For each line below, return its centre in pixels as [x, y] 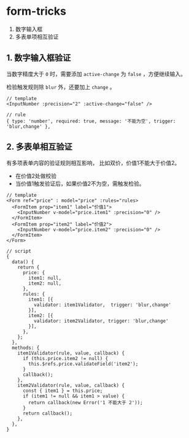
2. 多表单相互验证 [39, 147]
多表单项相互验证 [37, 36]
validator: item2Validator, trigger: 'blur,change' [101, 321]
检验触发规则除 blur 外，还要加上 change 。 [61, 86]
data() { [23, 262]
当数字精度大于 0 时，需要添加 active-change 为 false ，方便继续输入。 [96, 74]
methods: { [26, 348]
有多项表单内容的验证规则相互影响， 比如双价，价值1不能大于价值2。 [93, 163]
